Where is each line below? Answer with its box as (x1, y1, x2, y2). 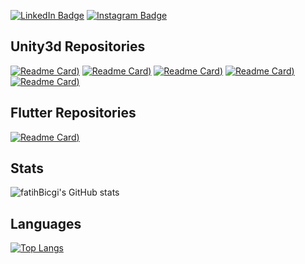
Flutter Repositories (10, 105, 137, 122)
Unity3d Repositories (10, 38, 146, 55)
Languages (10, 215, 82, 232)
